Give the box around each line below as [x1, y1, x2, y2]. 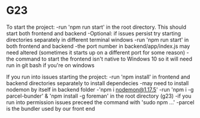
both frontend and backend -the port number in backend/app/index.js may [6, 43, 190, 50]
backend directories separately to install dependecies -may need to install [6, 79, 189, 87]
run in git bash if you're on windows [6, 61, 95, 69]
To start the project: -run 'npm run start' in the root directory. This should [6, 23, 187, 31]
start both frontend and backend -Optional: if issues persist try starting [6, 29, 181, 37]
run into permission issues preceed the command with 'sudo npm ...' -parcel [6, 98, 195, 105]
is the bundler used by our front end [6, 105, 95, 112]
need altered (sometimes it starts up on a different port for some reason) [6, 49, 186, 56]
